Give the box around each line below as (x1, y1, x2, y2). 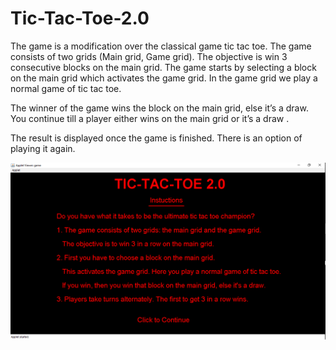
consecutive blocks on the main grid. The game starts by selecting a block (10, 61, 317, 73)
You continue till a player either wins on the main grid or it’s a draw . (10, 112, 290, 124)
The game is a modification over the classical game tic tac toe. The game (10, 40, 312, 52)
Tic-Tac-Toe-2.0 (10, 7, 150, 30)
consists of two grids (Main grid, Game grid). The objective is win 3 (10, 50, 288, 62)
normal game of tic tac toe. (10, 82, 122, 94)
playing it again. (10, 142, 76, 154)
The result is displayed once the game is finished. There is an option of (10, 132, 303, 144)
